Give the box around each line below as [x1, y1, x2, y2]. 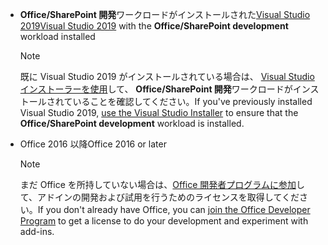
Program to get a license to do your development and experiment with [19, 215, 309, 227]
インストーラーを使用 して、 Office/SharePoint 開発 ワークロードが [19, 83, 293, 95]
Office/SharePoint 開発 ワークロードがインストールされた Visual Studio [19, 9, 311, 20]
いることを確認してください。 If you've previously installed [72, 96, 313, 107]
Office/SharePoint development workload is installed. [19, 118, 245, 129]
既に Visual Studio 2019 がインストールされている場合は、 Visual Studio [19, 71, 315, 82]
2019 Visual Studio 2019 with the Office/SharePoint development [19, 20, 289, 32]
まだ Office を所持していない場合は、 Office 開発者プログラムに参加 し [19, 179, 305, 190]
